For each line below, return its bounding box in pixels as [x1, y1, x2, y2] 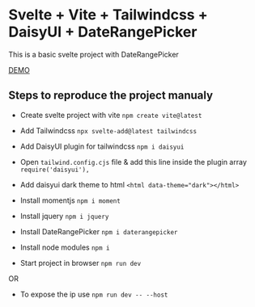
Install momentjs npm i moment [19, 196, 121, 205]
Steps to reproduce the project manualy [8, 89, 213, 103]
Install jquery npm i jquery [19, 211, 109, 221]
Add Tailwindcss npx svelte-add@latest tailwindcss [19, 125, 197, 135]
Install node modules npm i [19, 242, 110, 252]
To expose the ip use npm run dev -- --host [19, 289, 168, 299]
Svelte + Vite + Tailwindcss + [8, 6, 208, 24]
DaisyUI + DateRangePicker [8, 23, 198, 41]
